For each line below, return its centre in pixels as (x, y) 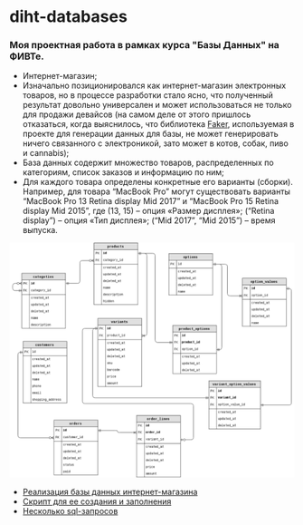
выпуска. (40, 230)
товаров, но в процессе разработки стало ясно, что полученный (147, 95)
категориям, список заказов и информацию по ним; (123, 172)
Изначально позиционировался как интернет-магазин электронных (154, 86)
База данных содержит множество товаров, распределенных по (148, 163)
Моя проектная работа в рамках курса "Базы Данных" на (145, 45)
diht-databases (69, 17)
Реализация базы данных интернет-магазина (110, 491)
